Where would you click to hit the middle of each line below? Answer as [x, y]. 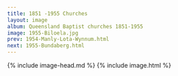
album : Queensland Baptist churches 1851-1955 [75, 26]
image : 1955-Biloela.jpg [43, 33]
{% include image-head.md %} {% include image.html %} [89, 65]
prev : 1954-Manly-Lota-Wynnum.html [58, 39]
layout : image [28, 20]
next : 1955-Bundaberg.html [46, 46]
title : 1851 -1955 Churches [48, 13]
